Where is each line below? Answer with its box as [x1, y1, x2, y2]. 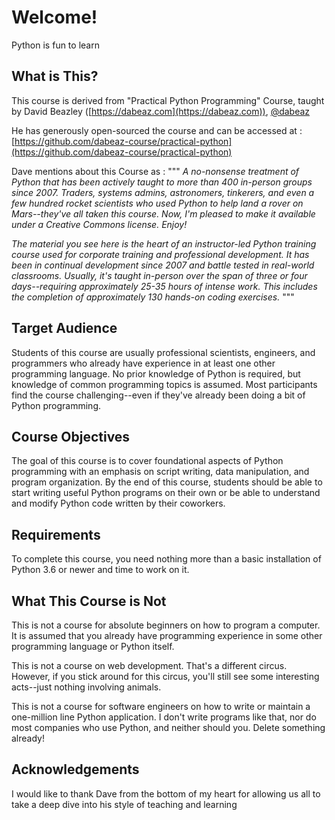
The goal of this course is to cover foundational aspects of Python [11, 455, 284, 467]
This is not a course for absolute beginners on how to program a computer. [11, 619, 321, 631]
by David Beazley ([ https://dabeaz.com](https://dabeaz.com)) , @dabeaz [11, 105, 311, 117]
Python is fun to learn [11, 39, 100, 51]
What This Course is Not [11, 592, 167, 610]
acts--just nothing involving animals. [11, 681, 162, 693]
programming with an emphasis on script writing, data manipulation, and [11, 466, 310, 478]
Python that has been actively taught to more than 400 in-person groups [11, 176, 313, 188]
